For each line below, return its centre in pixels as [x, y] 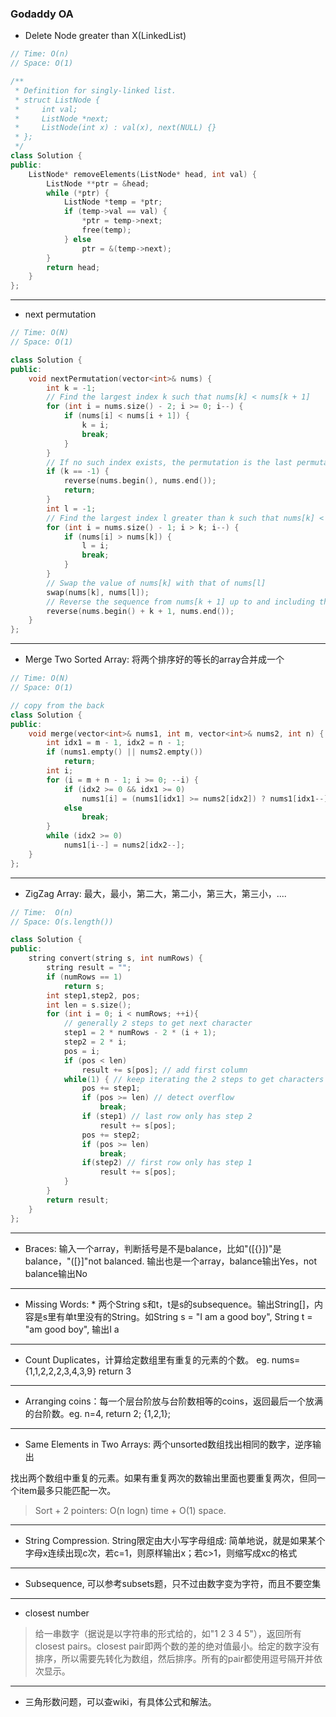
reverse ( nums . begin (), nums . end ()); [140, 481]
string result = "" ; [89, 968]
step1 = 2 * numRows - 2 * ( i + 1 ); [140, 1033]
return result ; [78, 1200]
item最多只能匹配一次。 [67, 1490]
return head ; [73, 267]
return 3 [115, 1371]
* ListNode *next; [62, 118]
